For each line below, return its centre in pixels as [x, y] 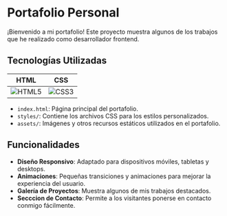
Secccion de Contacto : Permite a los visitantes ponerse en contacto [114, 198]
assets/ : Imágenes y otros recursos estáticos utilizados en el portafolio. [119, 123]
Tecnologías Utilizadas [57, 61]
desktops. [31, 169]
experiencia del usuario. [51, 183]
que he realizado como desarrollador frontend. [73, 39]
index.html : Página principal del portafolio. [78, 109]
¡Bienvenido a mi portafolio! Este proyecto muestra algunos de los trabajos [112, 32]
